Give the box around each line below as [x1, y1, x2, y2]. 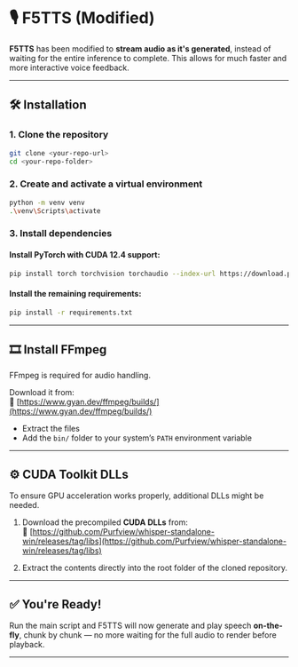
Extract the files [21, 424, 80, 434]
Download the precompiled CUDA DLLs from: [21, 517, 189, 528]
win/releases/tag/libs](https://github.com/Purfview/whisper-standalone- [21, 536, 286, 547]
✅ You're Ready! [9, 597, 102, 612]
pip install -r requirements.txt [9, 308, 133, 317]
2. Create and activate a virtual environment [9, 178, 203, 190]
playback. [9, 639, 45, 649]
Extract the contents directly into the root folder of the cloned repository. [21, 562, 288, 574]
